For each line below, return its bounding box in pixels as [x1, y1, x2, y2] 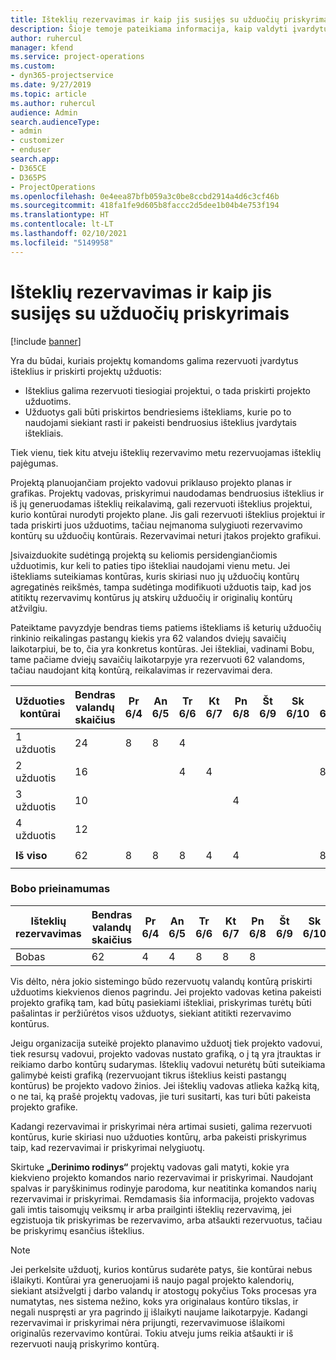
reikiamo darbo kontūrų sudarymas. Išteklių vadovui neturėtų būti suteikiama [10, 1058, 326, 1070]
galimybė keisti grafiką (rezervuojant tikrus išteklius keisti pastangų [10, 1069, 287, 1081]
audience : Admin [10, 107, 78, 118]
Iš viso [15, 848, 48, 862]
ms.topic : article [10, 89, 87, 99]
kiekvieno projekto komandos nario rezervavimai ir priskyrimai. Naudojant [10, 1171, 313, 1183]
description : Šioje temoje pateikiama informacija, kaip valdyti [10, 24, 288, 34]
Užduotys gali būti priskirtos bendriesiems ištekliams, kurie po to [24, 406, 292, 418]
